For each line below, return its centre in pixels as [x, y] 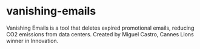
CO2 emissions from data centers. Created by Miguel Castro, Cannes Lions [100, 34]
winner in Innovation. [32, 41]
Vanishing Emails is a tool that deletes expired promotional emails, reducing [100, 28]
